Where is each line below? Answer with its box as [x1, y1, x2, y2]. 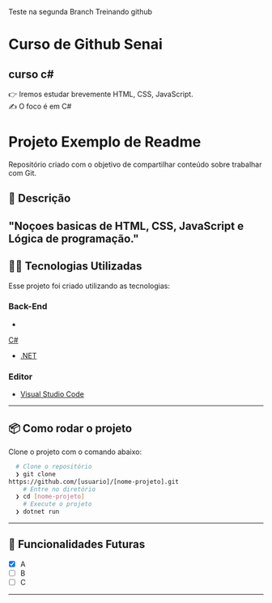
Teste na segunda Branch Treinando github [8, 7, 152, 16]
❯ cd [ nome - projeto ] [15, 493, 85, 501]
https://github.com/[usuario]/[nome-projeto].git [8, 478, 180, 486]
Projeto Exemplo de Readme [8, 133, 202, 151]
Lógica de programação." [8, 231, 139, 245]
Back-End [8, 301, 48, 312]
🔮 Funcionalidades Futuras [8, 537, 146, 551]
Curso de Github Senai [8, 36, 164, 53]
